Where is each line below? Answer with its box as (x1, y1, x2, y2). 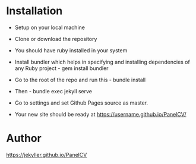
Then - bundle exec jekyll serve (14, 87, 93, 94)
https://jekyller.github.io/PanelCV (6, 151, 87, 158)
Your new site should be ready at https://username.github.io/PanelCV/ (14, 111, 186, 118)
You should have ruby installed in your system (14, 46, 128, 54)
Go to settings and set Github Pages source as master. (14, 99, 148, 106)
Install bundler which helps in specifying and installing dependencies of (14, 58, 190, 65)
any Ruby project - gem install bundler (14, 64, 109, 72)
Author (6, 132, 42, 145)
